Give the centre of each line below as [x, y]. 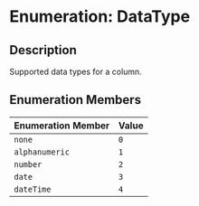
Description [43, 50]
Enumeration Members [76, 100]
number [28, 164]
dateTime [33, 189]
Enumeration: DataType [100, 17]
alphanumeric [42, 152]
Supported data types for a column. [76, 71]
